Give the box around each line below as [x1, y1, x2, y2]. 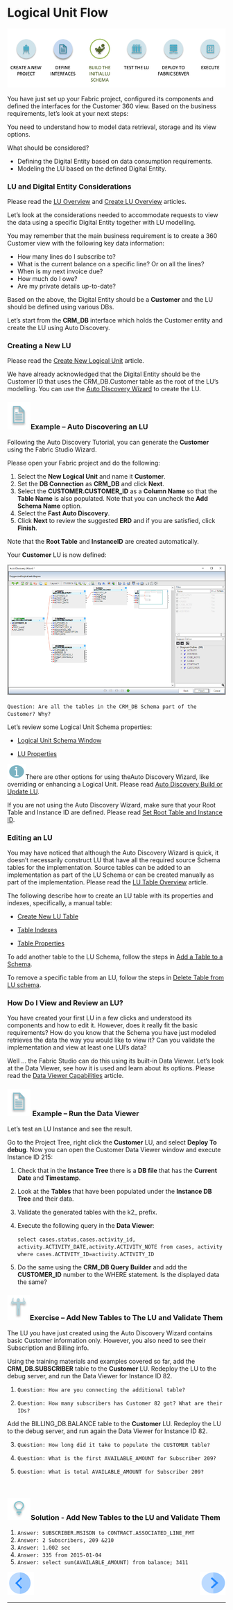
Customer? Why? [7, 710, 51, 717]
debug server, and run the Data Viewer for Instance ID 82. [7, 1371, 173, 1380]
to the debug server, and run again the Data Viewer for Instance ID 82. [7, 1427, 208, 1435]
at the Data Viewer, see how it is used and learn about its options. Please [7, 1064, 215, 1072]
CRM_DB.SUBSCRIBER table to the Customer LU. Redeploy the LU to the [7, 1364, 217, 1373]
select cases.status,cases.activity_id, [17, 1236, 136, 1243]
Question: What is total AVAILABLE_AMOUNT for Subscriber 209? [17, 1468, 205, 1475]
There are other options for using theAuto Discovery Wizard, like [25, 772, 209, 781]
